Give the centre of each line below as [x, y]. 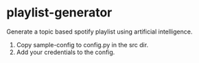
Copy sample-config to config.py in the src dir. [82, 45]
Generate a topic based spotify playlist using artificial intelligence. [99, 32]
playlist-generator [59, 13]
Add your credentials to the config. [66, 52]
